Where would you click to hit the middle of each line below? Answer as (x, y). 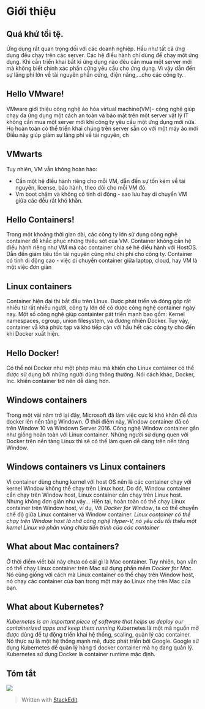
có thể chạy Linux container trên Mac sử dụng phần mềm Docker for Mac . (100, 568)
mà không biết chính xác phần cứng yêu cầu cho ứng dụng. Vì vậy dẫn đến (101, 68)
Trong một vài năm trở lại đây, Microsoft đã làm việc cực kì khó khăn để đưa (102, 415)
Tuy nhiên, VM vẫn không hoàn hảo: (52, 169)
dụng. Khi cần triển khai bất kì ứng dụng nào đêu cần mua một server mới (99, 62)
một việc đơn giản (29, 267)
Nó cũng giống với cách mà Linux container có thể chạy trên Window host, (100, 575)
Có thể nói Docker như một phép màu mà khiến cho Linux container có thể (100, 368)
